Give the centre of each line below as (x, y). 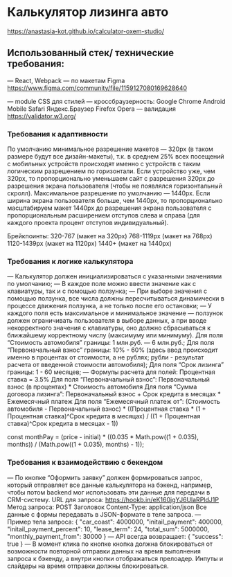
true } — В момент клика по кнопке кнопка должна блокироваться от (110, 544)
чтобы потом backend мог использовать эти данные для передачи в (109, 492)
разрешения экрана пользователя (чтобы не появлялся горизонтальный (115, 186)
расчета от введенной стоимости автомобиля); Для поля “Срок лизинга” (115, 365)
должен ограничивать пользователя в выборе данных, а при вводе (107, 321)
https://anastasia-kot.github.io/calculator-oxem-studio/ (86, 31)
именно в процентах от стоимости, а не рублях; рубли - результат (106, 357)
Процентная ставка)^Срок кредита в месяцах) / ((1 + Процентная (104, 416)
